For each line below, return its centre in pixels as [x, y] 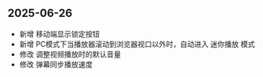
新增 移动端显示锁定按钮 [59, 34]
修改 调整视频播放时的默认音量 [70, 54]
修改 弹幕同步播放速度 [56, 64]
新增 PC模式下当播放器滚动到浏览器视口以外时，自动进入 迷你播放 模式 [137, 44]
